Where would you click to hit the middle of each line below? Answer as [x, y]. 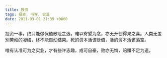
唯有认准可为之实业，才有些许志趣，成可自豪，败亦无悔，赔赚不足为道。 [79, 51]
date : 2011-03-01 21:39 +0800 [37, 19]
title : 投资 [17, 10]
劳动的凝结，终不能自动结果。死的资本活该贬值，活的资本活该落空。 [79, 40]
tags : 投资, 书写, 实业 [27, 14]
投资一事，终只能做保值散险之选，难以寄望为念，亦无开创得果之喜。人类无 [81, 34]
